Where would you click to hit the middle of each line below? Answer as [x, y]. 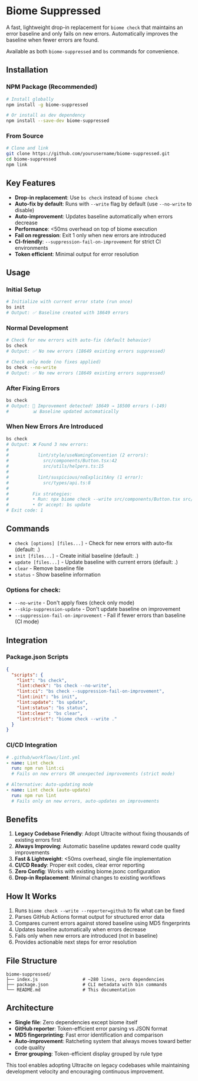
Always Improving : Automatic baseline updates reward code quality [98, 846]
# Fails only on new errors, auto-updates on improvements [85, 801]
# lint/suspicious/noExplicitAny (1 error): [75, 477]
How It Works [32, 896]
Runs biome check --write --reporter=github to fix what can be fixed [100, 911]
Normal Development [37, 328]
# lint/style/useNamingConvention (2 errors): [77, 455]
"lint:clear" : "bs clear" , [50, 713]
